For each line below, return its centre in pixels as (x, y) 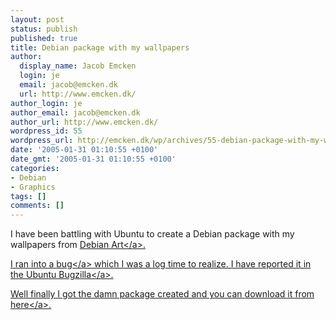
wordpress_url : (42, 141)
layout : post (37, 19)
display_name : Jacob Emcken (78, 66)
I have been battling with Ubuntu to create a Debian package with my (152, 234)
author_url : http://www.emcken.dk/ (84, 122)
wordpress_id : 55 (46, 131)
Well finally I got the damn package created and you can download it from (162, 294)
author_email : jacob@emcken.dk (75, 112)
